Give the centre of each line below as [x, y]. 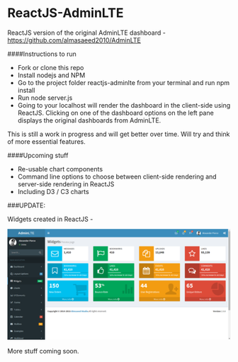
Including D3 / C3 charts [53, 191]
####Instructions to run [42, 54]
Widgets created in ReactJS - [50, 219]
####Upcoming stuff [38, 155]
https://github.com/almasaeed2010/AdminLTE [74, 40]
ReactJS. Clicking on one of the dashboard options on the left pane [115, 113]
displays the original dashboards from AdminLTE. [89, 120]
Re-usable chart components [60, 169]
